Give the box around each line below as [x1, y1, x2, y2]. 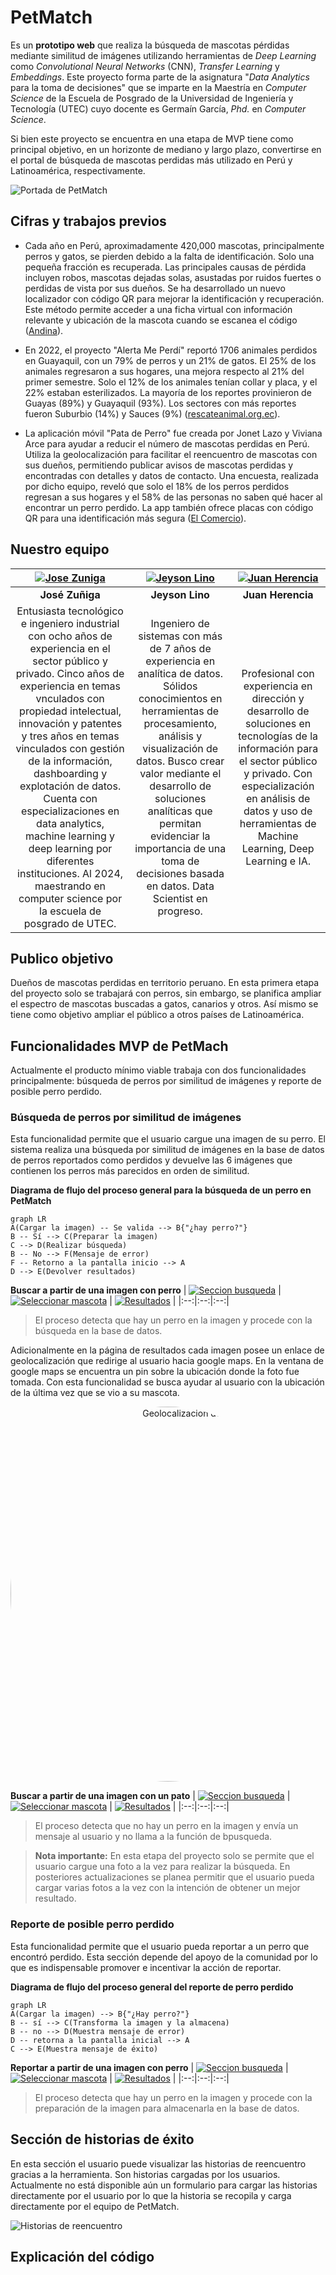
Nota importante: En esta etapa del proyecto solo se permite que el [34, 1850, 315, 1862]
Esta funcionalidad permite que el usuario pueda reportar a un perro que [10, 1940, 310, 1952]
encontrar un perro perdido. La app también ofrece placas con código [24, 501, 314, 513]
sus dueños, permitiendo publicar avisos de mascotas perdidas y [24, 459, 294, 471]
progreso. [157, 904, 203, 918]
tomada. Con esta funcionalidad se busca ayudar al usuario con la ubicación [10, 1376, 325, 1388]
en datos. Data [146, 879, 215, 893]
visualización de [142, 741, 219, 755]
